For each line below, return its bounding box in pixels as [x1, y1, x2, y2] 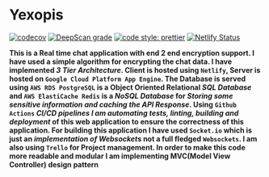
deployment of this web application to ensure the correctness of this [9, 116, 245, 126]
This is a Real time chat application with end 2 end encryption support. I [9, 48, 255, 57]
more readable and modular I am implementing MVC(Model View [9, 151, 231, 161]
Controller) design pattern [9, 159, 99, 169]
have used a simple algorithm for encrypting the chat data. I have [9, 57, 233, 66]
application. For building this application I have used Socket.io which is [9, 125, 253, 135]
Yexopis [9, 6, 64, 24]
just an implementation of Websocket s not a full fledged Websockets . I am [9, 133, 258, 143]
